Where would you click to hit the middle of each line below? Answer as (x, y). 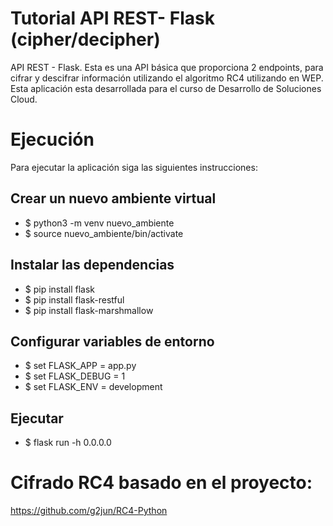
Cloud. (24, 99)
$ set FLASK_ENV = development (93, 387)
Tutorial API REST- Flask (113, 18)
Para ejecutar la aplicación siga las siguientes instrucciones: (134, 167)
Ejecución (52, 139)
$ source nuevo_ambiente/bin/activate (104, 233)
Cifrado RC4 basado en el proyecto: (161, 483)
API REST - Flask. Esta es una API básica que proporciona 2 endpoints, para (167, 67)
